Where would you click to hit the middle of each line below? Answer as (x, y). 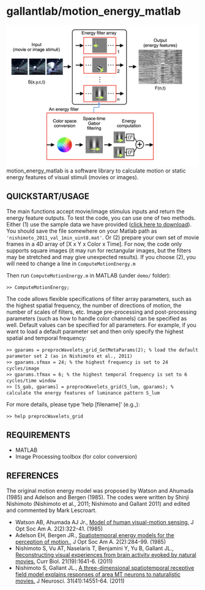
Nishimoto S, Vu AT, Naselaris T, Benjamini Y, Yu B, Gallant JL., (95, 548)
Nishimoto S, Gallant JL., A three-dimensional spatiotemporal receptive (105, 568)
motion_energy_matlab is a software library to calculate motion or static (96, 171)
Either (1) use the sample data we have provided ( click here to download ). (99, 224)
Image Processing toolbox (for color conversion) (76, 456)
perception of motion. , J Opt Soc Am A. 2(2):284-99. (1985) (91, 541)
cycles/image (23, 368)
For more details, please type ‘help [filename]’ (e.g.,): (73, 404)
